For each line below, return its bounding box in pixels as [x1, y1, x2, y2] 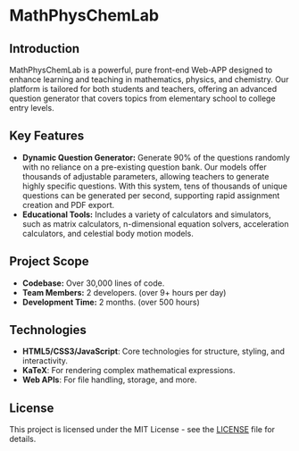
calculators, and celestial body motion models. [21, 228, 194, 238]
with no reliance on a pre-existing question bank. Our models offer [21, 162, 267, 172]
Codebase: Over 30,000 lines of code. [21, 278, 165, 288]
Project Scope [9, 254, 89, 269]
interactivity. [21, 355, 69, 366]
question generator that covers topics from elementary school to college [9, 93, 276, 104]
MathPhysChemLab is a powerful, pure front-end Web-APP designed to [9, 64, 273, 75]
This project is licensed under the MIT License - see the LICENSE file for [9, 424, 275, 435]
